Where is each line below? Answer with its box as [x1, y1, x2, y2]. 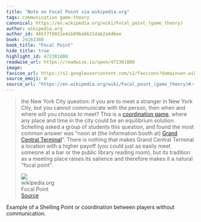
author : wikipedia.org [6, 25, 63, 32]
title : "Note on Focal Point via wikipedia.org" [6, 8, 130, 15]
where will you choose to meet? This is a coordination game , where [20, 110, 187, 118]
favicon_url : [6, 70, 39, 76]
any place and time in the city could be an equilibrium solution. [20, 117, 175, 124]
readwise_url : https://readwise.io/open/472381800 [6, 59, 135, 65]
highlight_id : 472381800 [6, 53, 68, 59]
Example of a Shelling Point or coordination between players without [6, 203, 175, 211]
